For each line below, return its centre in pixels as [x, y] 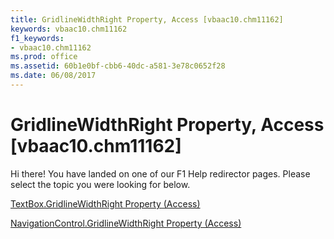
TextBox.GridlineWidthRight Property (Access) [105, 203]
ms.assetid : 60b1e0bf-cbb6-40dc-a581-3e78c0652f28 [118, 66]
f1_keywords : [37, 38]
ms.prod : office [44, 57]
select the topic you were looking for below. [100, 184]
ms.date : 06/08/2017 [53, 76]
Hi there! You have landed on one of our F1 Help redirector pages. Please [160, 173]
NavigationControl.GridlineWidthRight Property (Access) [126, 223]
